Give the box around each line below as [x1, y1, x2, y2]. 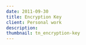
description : [6, 25, 38, 31]
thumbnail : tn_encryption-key [6, 30, 81, 36]
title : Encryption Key [6, 14, 62, 20]
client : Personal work [6, 19, 62, 25]
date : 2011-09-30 [6, 8, 49, 15]
